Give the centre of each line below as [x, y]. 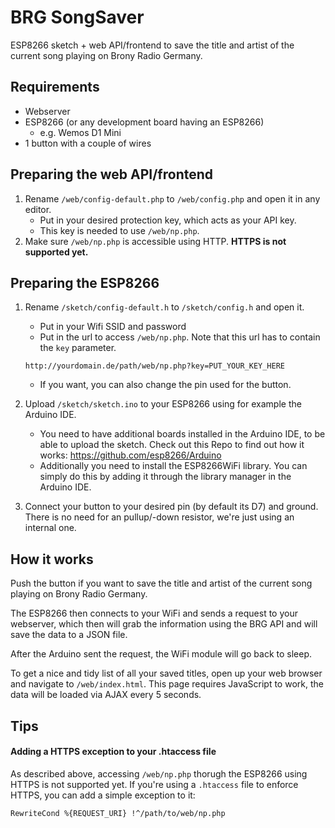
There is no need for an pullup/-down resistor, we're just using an [159, 517]
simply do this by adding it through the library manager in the [165, 477]
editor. [38, 209]
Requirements [55, 87]
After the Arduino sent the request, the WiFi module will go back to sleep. [161, 654]
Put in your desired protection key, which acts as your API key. [168, 220]
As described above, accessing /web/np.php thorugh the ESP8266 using [159, 773]
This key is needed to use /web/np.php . [119, 230]
